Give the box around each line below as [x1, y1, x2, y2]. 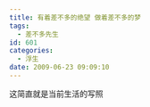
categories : [9, 46, 54, 55]
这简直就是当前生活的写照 [9, 88, 104, 99]
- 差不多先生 [17, 29, 60, 38]
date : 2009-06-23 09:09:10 [9, 63, 110, 72]
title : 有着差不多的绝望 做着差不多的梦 [9, 12, 141, 22]
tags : [9, 21, 29, 30]
